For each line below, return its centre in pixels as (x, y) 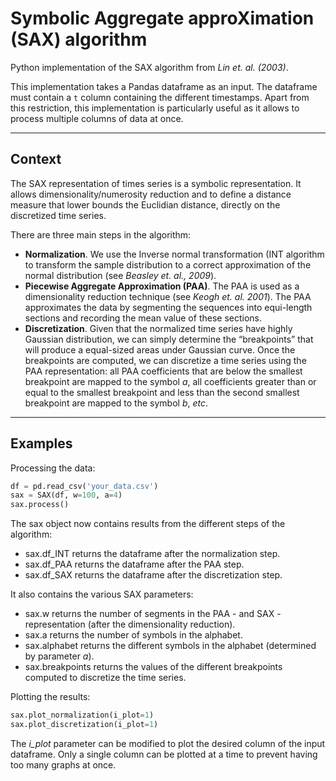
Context (36, 159)
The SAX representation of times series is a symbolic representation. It (156, 183)
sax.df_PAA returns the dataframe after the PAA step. (134, 564)
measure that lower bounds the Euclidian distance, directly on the (145, 204)
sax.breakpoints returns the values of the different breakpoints (153, 667)
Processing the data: (53, 468)
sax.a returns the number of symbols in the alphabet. (133, 635)
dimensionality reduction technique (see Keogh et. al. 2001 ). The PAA (168, 296)
